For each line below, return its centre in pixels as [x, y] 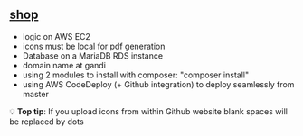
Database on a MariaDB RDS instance [93, 55]
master [36, 94]
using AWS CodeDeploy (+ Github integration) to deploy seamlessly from [158, 84]
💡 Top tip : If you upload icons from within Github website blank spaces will [148, 111]
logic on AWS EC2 [56, 36]
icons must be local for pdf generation [94, 46]
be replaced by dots [47, 122]
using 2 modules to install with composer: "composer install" [136, 75]
